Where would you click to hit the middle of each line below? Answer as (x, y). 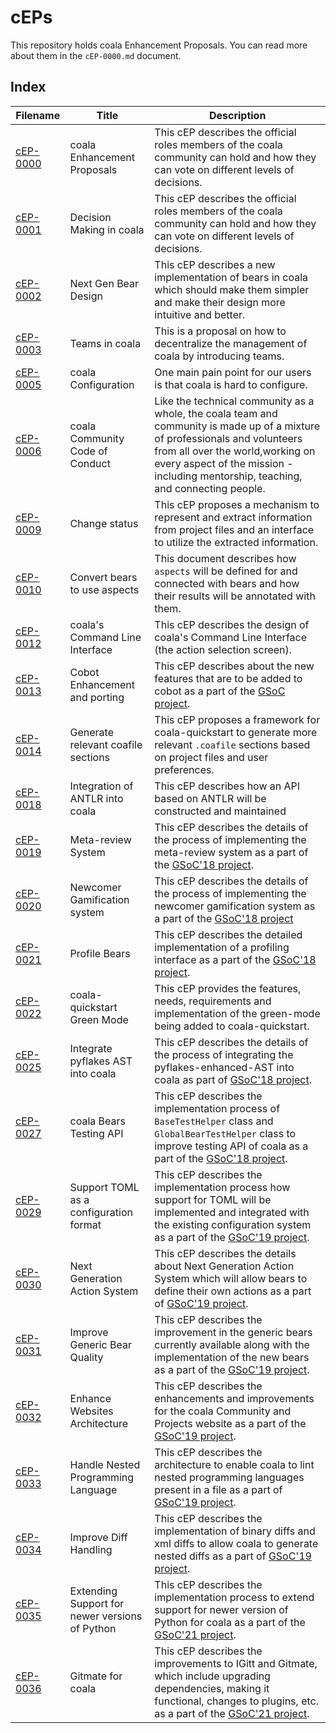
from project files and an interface (234, 529)
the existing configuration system (233, 1224)
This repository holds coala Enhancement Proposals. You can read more (159, 45)
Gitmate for (96, 1676)
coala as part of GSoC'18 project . (233, 1079)
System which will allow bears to (231, 1278)
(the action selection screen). (223, 649)
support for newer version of (221, 1609)
